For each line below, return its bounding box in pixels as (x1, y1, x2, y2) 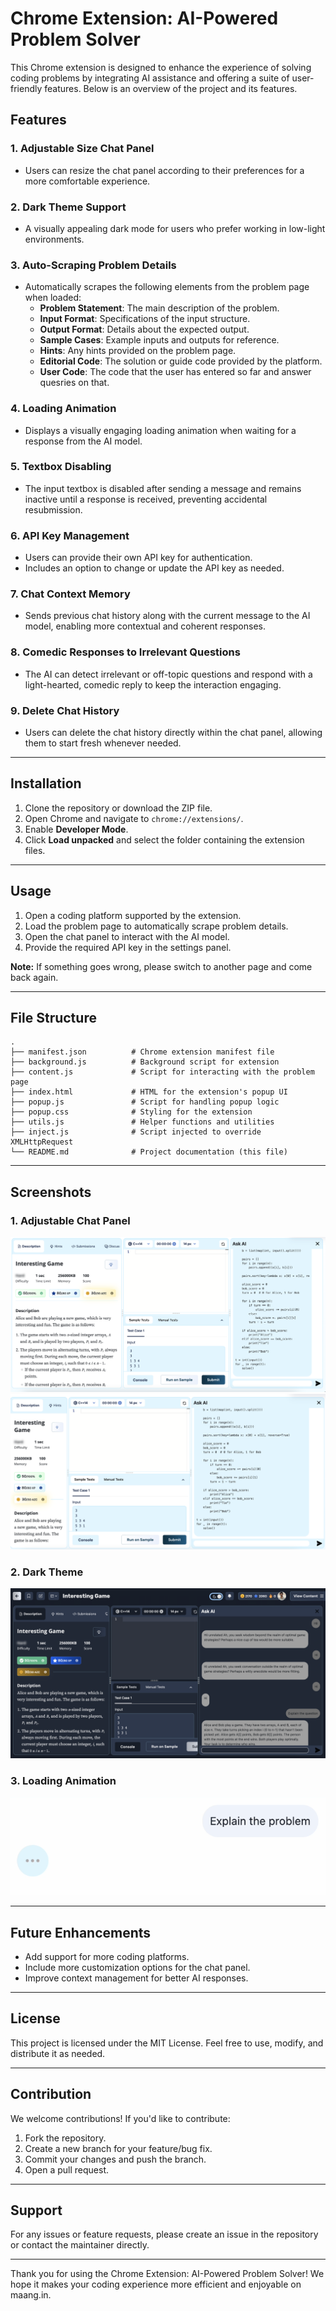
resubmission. (24, 503, 83, 516)
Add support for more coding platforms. (24, 1950, 190, 1962)
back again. (10, 971, 59, 983)
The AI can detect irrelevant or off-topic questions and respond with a (24, 668, 313, 680)
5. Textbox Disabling (10, 460, 112, 474)
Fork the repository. (24, 2132, 107, 2144)
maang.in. (10, 2289, 52, 2301)
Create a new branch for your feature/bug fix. (24, 2142, 213, 2154)
